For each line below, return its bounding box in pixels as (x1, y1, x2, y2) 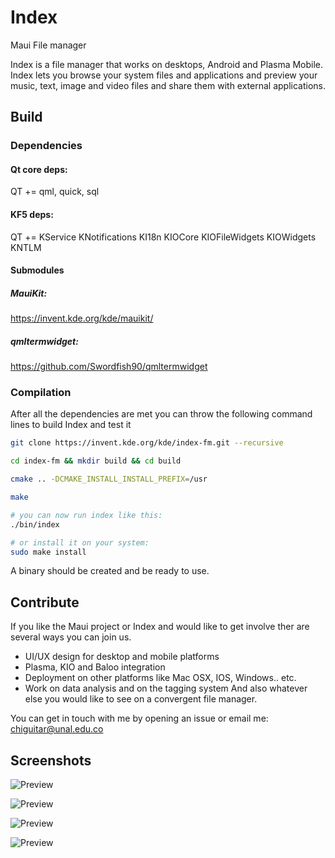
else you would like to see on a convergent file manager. (24, 693, 258, 705)
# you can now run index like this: (10, 510, 163, 520)
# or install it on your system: (10, 537, 150, 548)
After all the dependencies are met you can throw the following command (10, 408, 313, 420)
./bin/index (10, 519, 60, 530)
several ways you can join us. (10, 631, 132, 643)
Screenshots (10, 752, 92, 769)
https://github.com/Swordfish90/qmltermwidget (10, 361, 208, 373)
